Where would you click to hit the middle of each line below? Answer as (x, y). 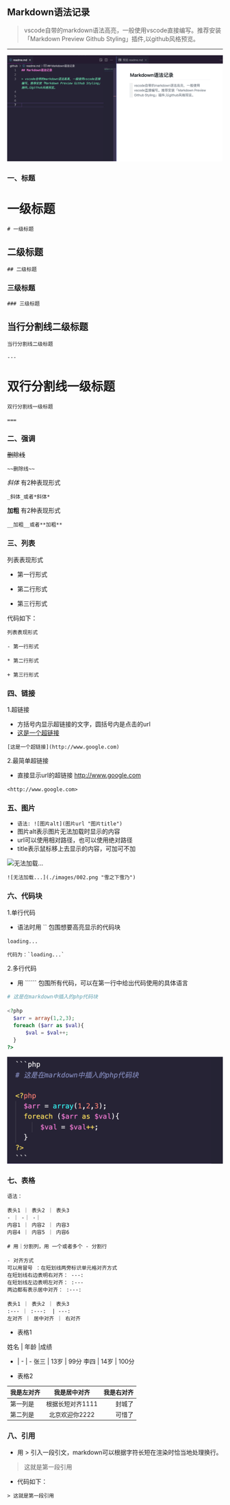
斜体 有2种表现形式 (34, 483)
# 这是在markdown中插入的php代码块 (52, 997)
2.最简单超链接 (28, 760)
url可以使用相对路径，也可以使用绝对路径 (75, 840)
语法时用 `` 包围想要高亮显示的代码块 (69, 927)
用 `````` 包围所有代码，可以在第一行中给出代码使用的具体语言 (102, 983)
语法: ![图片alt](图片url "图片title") (70, 824)
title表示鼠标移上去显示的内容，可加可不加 (76, 849)
